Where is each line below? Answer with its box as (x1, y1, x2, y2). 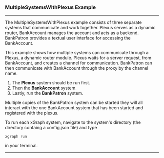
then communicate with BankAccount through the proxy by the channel (5, 65, 149, 71)
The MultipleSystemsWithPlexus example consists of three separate (5, 20, 142, 25)
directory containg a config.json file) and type (5, 125, 97, 131)
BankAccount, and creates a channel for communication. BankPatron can (5, 60, 152, 66)
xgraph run (5, 134, 27, 139)
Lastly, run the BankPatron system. (12, 90, 83, 96)
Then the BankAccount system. (12, 85, 77, 91)
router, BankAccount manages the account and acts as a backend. (5, 30, 139, 36)
